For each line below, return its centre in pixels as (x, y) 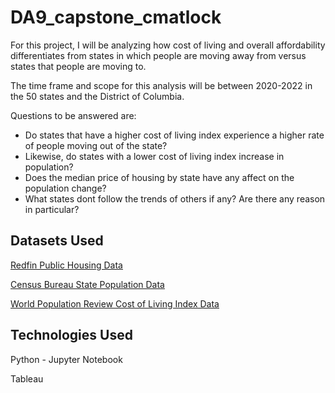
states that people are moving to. (78, 66)
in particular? (52, 209)
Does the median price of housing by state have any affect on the (159, 177)
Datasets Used (57, 241)
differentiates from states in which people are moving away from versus (158, 55)
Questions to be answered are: (73, 115)
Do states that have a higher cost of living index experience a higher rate (174, 135)
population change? (65, 188)
